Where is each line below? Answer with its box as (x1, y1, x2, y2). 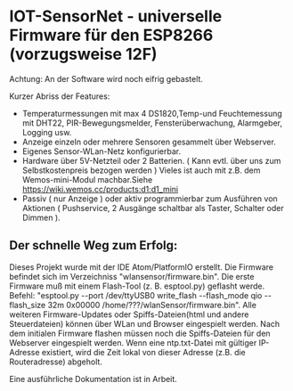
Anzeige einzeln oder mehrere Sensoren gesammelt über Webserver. (21, 136, 276, 147)
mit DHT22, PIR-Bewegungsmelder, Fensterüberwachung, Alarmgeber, (21, 118, 283, 128)
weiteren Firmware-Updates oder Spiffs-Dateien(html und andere (9, 309, 249, 320)
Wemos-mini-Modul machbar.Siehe (21, 174, 153, 184)
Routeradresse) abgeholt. (9, 356, 102, 367)
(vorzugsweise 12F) (9, 45, 158, 64)
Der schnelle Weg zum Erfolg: (9, 238, 178, 253)
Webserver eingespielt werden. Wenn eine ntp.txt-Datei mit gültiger (9, 337, 257, 348)
